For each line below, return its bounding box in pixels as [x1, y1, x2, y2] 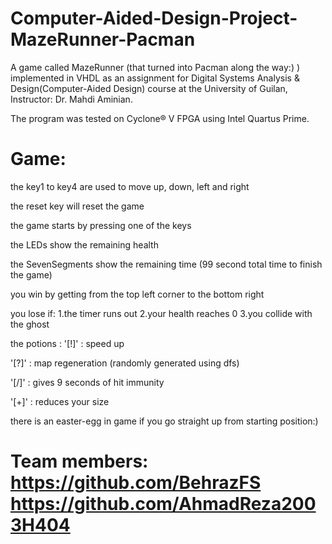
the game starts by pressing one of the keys [10, 219, 192, 231]
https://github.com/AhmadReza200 [10, 493, 317, 516]
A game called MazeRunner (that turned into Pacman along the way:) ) [10, 61, 301, 73]
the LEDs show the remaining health [10, 238, 159, 251]
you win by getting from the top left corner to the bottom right [10, 288, 265, 300]
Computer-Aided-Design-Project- [10, 7, 298, 30]
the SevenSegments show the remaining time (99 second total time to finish [10, 258, 323, 270]
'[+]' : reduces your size [10, 395, 110, 407]
